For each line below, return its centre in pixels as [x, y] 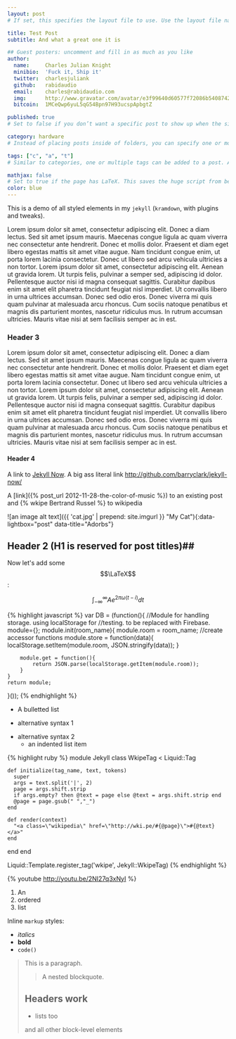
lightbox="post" [30, 524]
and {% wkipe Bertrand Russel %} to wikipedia [75, 503]
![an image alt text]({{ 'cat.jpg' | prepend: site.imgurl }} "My [93, 516]
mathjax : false [29, 175]
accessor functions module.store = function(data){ [81, 637]
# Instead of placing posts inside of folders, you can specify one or [114, 143]
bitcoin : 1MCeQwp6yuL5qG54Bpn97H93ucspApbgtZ [83, 105]
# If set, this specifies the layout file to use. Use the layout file [114, 20]
